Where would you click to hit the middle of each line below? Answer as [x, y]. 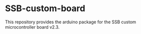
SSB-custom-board [45, 8]
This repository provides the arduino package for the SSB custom [70, 22]
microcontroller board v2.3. [32, 27]
